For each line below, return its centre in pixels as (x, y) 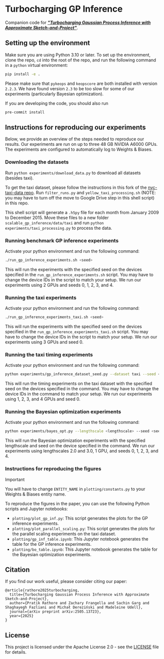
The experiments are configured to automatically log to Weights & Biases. (79, 149)
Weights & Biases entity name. (36, 494)
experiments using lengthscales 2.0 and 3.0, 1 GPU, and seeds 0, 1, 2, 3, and (82, 451)
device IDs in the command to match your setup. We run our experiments (79, 394)
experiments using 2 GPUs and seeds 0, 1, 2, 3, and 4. (59, 285)
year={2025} (22, 616)
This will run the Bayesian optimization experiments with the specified (75, 440)
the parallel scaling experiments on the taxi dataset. (64, 534)
